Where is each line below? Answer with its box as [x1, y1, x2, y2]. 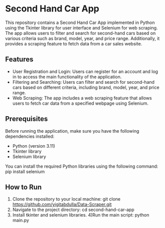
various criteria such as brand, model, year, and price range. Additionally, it [5, 35, 160, 41]
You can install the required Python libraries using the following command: [5, 163, 158, 169]
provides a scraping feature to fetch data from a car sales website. [5, 40, 142, 46]
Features [5, 55, 33, 64]
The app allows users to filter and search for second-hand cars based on [5, 30, 156, 36]
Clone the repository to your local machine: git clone [12, 196, 121, 202]
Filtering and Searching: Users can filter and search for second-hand [12, 79, 155, 85]
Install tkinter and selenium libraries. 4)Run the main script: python [12, 212, 149, 218]
